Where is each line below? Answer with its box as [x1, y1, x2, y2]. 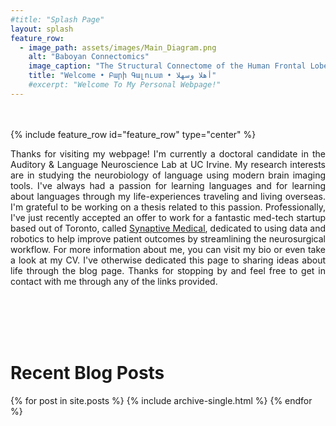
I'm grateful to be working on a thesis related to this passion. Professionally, [10, 201, 326, 213]
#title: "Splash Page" [10, 14, 105, 25]
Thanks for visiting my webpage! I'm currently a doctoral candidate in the [10, 147, 326, 160]
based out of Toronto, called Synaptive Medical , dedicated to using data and [10, 222, 326, 234]
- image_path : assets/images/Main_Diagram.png [19, 42, 217, 53]
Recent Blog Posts [10, 361, 165, 384]
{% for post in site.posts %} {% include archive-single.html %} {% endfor [10, 394, 313, 406]
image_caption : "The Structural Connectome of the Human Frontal [28, 61, 307, 71]
